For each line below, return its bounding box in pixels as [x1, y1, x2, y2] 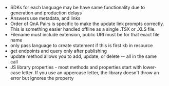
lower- [143, 64, 157, 70]
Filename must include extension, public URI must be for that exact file [10, 32, 160, 37]
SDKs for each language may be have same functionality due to [10, 5, 145, 10]
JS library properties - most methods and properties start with [10, 64, 142, 70]
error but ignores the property [10, 75, 74, 81]
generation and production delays [10, 10, 82, 16]
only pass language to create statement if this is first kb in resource [10, 42, 153, 48]
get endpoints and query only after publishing [10, 48, 107, 54]
